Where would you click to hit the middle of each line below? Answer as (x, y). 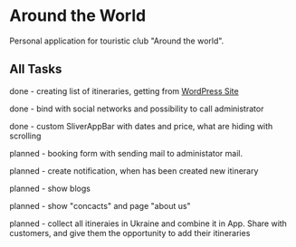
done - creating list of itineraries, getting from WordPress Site (124, 90)
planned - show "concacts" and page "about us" (100, 205)
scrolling (25, 136)
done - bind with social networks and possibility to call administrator (137, 109)
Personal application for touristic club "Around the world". (117, 41)
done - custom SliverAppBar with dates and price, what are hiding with (141, 126)
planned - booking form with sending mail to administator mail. (126, 153)
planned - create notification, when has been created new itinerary (134, 171)
